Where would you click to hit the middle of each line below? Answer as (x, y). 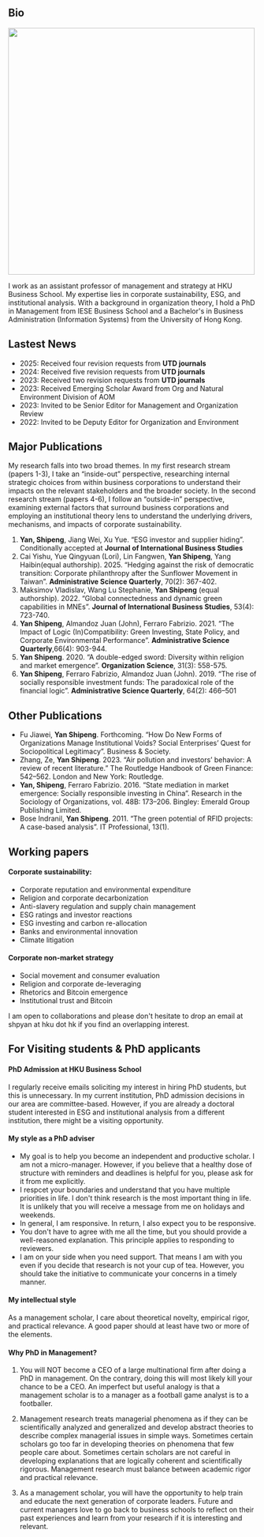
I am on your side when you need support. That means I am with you (131, 1257)
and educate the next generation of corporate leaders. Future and (126, 1501)
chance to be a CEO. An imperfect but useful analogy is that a (120, 1387)
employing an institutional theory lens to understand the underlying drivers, (130, 516)
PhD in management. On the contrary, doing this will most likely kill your (136, 1378)
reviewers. (36, 1248)
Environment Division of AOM (67, 396)
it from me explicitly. (52, 1181)
